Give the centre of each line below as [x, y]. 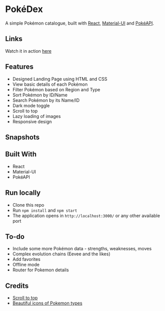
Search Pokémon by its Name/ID [46, 100]
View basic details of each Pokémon [50, 84]
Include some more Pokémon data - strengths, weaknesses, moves [82, 249]
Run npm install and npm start [45, 210]
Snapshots [23, 137]
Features [19, 67]
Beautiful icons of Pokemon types [47, 303]
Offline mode [26, 265]
